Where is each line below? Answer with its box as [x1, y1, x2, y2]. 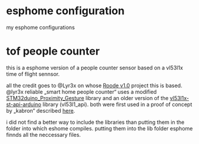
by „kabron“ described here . [6, 107, 75, 114]
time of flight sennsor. [6, 70, 60, 78]
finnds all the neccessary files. [6, 131, 81, 138]
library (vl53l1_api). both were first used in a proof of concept [42, 101, 192, 108]
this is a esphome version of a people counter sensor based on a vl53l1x [6, 64, 183, 71]
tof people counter [6, 44, 100, 58]
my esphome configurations [6, 24, 75, 31]
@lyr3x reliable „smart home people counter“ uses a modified [6, 88, 157, 95]
